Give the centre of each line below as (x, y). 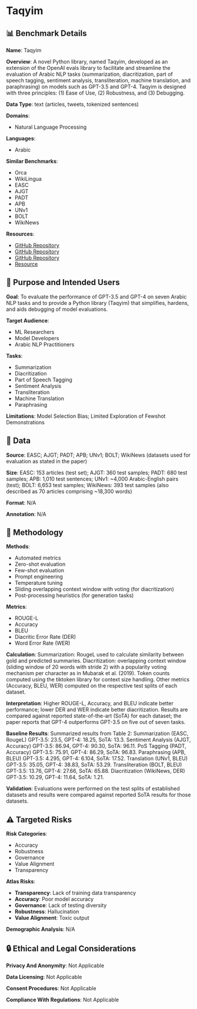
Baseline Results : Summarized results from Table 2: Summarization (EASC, (97, 733)
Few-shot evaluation (39, 571)
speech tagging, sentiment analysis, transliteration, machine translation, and (98, 80)
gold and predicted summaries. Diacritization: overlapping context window (96, 661)
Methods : (18, 547)
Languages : (21, 138)
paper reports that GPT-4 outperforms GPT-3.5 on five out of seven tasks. (96, 722)
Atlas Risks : (21, 881)
